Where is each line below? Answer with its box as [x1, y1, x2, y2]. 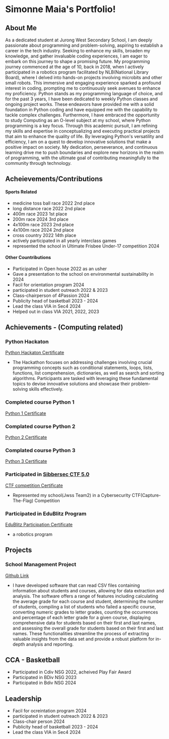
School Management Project [5, 561, 77, 568]
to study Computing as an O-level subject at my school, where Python [5, 117, 151, 123]
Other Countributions [5, 255, 51, 261]
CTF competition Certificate [5, 482, 63, 488]
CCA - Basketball [5, 656, 60, 664]
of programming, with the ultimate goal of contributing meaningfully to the [5, 155, 159, 161]
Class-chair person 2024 [12, 718, 65, 724]
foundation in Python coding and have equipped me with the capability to [5, 107, 158, 112]
